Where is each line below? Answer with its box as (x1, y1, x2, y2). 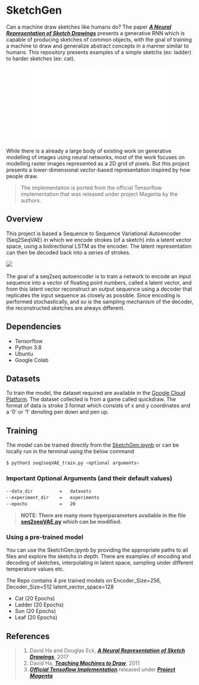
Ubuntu (14, 350, 34, 357)
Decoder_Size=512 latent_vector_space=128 (6, 583, 114, 590)
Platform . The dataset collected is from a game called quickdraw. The (6, 396, 176, 403)
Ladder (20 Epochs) (14, 601, 64, 608)
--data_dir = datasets (6, 488, 92, 494)
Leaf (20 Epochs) (14, 614, 58, 621)
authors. (20, 197, 42, 204)
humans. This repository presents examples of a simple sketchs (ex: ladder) (6, 48, 192, 55)
